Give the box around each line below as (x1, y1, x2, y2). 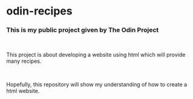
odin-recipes (6, 4, 73, 18)
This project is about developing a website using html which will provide (6, 51, 186, 59)
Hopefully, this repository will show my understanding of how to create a (6, 81, 188, 88)
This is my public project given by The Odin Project (6, 26, 159, 34)
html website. (6, 88, 40, 95)
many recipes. (6, 57, 42, 65)
